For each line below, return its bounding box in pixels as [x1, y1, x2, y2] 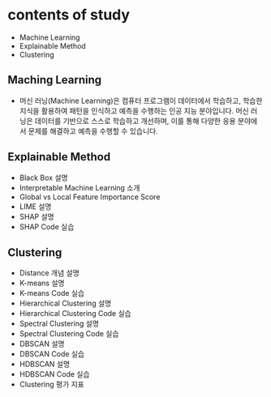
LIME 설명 [19, 201, 52, 211]
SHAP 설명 [19, 211, 54, 221]
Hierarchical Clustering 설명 [19, 298, 112, 309]
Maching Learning [7, 73, 102, 87]
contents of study [7, 6, 131, 24]
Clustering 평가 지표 [19, 379, 84, 390]
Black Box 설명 [19, 173, 68, 182]
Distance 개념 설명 [19, 268, 80, 278]
